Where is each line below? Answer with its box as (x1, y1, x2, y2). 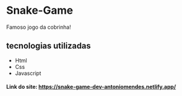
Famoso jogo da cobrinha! (6, 23, 71, 31)
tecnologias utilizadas (6, 41, 92, 51)
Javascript (14, 70, 42, 77)
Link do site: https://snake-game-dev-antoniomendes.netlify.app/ (6, 83, 177, 91)
